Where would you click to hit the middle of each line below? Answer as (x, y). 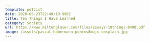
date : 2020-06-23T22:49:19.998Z (38, 14)
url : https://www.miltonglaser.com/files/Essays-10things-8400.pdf (75, 28)
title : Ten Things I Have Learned (40, 18)
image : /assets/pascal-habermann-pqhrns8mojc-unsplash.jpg (66, 32)
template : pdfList (24, 9)
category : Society (24, 23)
